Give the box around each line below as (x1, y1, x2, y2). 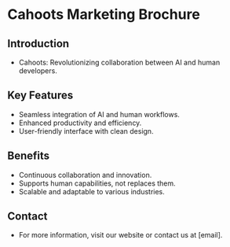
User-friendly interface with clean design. (18, 126, 154, 135)
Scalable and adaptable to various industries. (18, 186, 166, 196)
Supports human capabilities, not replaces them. (18, 179, 176, 188)
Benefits (7, 149, 50, 163)
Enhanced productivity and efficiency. (18, 118, 142, 127)
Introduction (7, 37, 70, 50)
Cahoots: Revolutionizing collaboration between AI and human (18, 57, 221, 67)
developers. (18, 66, 58, 76)
